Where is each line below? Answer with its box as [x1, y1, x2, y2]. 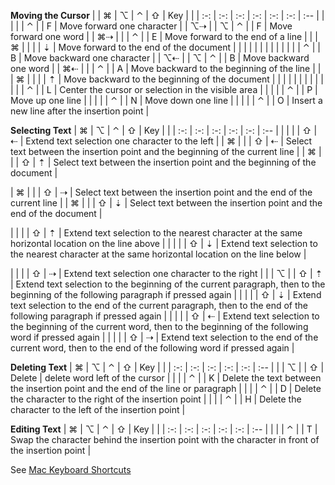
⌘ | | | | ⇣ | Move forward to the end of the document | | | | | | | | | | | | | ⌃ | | [10, 41, 321, 53]
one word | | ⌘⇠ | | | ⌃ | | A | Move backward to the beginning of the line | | [10, 63, 322, 74]
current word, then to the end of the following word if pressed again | [10, 342, 295, 354]
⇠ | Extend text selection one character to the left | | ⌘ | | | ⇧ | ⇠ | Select [10, 135, 313, 147]
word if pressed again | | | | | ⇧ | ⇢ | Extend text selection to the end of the [10, 331, 319, 343]
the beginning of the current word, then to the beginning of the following [10, 321, 309, 332]
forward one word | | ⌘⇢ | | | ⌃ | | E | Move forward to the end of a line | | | [10, 31, 318, 42]
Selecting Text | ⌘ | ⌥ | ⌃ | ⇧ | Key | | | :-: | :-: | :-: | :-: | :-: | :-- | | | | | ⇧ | [10, 125, 318, 136]
